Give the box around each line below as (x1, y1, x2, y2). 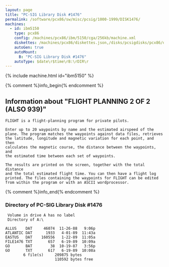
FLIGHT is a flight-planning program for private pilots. (5, 118, 129, 123)
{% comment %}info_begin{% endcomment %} (5, 83, 104, 89)
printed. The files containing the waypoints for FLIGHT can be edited (5, 176, 158, 181)
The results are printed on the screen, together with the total (5, 162, 145, 168)
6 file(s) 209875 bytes (23, 252, 82, 257)
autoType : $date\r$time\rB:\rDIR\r (14, 59, 89, 64)
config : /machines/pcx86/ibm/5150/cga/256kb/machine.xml (14, 36, 136, 41)
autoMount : (14, 49, 37, 54)
